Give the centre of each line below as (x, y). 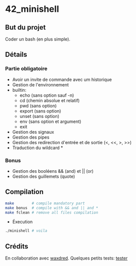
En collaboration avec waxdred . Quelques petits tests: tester (66, 258)
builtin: (19, 90)
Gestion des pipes (31, 137)
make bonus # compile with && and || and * (52, 208)
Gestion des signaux (33, 132)
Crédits (17, 246)
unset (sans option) (39, 116)
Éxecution (23, 222)
